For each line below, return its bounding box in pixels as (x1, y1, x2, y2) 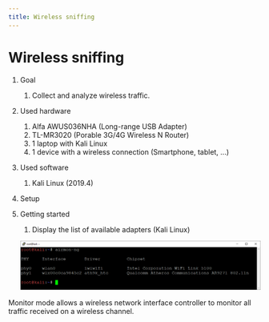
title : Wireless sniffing (8, 13, 94, 21)
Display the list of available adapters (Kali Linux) (31, 224, 191, 234)
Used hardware (19, 106, 71, 115)
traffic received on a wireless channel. (8, 306, 134, 316)
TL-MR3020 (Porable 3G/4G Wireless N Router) (31, 130, 190, 139)
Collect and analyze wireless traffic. (31, 91, 151, 100)
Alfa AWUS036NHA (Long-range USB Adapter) (31, 121, 188, 131)
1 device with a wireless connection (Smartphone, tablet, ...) (31, 147, 230, 156)
